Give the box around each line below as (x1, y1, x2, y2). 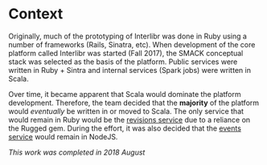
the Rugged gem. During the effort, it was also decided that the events (8, 123, 241, 133)
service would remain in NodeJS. (8, 131, 118, 141)
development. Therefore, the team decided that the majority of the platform (8, 98, 260, 107)
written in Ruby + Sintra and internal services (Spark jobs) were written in (8, 65, 252, 74)
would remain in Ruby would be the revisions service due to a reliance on (8, 115, 251, 124)
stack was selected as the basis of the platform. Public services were (8, 57, 238, 66)
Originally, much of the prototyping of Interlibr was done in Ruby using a (8, 31, 248, 41)
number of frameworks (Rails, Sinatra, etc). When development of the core (8, 39, 256, 49)
